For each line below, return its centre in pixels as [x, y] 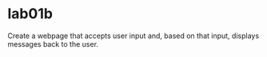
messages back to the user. [53, 44]
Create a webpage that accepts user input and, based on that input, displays [133, 36]
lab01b [30, 14]
